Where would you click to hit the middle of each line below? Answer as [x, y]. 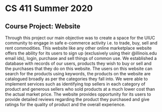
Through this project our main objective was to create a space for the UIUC [80, 38]
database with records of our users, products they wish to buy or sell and [78, 63]
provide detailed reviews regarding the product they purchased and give [77, 99]
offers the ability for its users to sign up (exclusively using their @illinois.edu [81, 53]
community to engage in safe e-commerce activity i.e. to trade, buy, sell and [81, 43]
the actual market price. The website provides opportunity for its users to [78, 94]
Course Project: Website [43, 26]
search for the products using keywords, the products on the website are [78, 74]
